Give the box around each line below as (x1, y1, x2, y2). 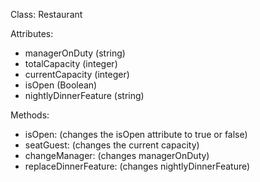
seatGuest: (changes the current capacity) (24, 139, 200, 151)
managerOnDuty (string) (24, 47, 126, 59)
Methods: (10, 109, 50, 121)
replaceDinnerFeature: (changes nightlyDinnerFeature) (24, 160, 251, 172)
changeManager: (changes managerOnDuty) (24, 150, 210, 161)
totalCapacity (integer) (24, 58, 118, 69)
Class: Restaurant (10, 9, 83, 20)
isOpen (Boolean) (24, 79, 98, 91)
